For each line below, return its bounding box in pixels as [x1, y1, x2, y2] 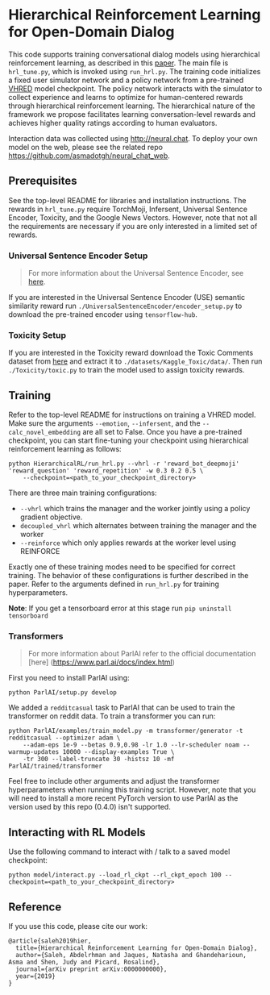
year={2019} [15, 972, 56, 980]
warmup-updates [8, 748, 60, 756]
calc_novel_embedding [8, 429, 81, 437]
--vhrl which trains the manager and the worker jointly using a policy [19, 504, 251, 514]
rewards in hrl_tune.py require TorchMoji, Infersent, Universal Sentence [8, 204, 248, 214]
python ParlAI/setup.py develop [8, 689, 117, 697]
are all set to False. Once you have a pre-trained [82, 427, 243, 437]
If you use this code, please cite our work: [8, 922, 147, 931]
